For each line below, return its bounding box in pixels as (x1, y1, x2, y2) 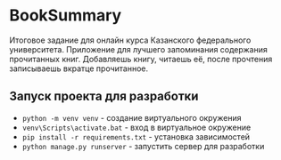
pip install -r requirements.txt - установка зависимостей (21, 131, 251, 142)
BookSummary (9, 5, 122, 26)
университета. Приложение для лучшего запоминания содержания (9, 44, 268, 54)
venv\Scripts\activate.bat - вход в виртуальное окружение (21, 122, 252, 132)
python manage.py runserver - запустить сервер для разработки (21, 140, 265, 151)
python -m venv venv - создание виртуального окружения (21, 112, 242, 123)
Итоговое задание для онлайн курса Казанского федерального (9, 35, 252, 45)
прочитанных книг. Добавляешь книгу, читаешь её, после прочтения (9, 53, 273, 64)
